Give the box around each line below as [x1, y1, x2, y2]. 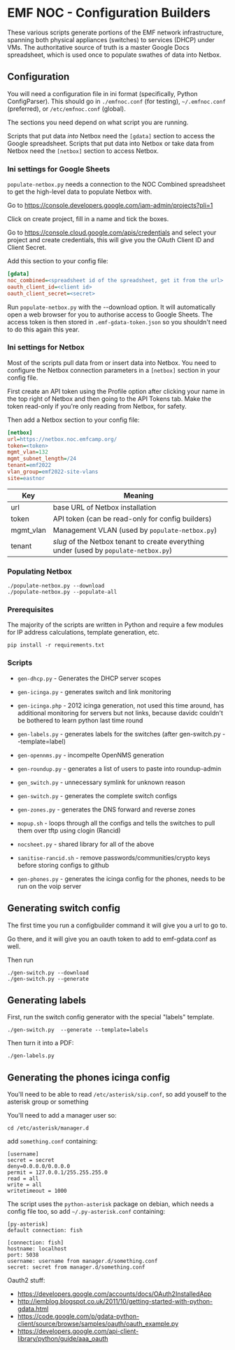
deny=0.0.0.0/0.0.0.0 [7, 1163, 71, 1170]
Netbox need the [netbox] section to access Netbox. [7, 146, 159, 155]
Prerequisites [7, 605, 54, 615]
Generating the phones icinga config [7, 1071, 170, 1083]
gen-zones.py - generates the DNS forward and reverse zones [17, 805, 196, 814]
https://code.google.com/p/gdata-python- [17, 1312, 140, 1321]
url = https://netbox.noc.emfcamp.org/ [7, 435, 117, 443]
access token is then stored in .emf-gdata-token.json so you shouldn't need [7, 317, 227, 326]
